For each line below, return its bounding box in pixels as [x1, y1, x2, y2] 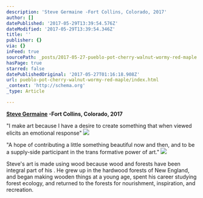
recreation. [6, 186, 34, 193]
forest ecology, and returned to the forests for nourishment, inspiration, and [6, 179, 196, 186]
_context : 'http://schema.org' [6, 83, 86, 89]
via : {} [6, 43, 26, 49]
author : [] [6, 15, 34, 21]
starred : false [6, 65, 45, 72]
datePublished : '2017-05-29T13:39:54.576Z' [6, 20, 119, 26]
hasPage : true [6, 60, 43, 66]
